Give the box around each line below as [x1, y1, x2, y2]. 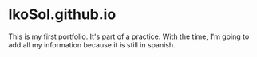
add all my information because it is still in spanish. [8, 40, 176, 49]
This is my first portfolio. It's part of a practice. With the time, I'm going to [8, 32, 250, 41]
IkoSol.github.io [8, 6, 117, 24]
